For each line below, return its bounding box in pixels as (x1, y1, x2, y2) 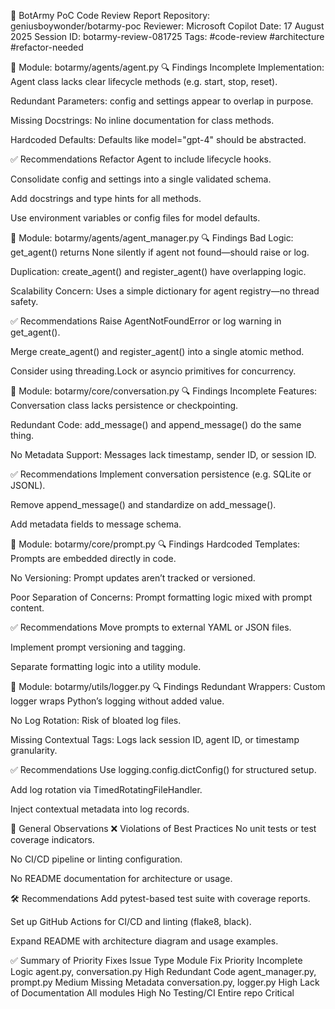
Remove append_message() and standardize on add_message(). (10, 499, 277, 510)
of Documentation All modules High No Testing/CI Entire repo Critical (10, 987, 295, 999)
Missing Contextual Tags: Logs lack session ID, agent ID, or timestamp (10, 734, 300, 745)
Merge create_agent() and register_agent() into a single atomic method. (10, 346, 305, 357)
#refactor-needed (10, 41, 84, 53)
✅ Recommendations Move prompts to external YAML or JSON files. (10, 621, 292, 633)
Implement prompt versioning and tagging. (10, 641, 186, 653)
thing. (10, 430, 35, 441)
